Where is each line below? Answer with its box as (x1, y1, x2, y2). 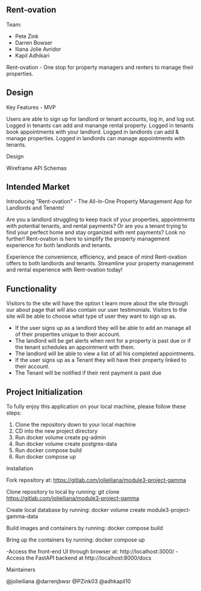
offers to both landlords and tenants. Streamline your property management (6, 260, 194, 267)
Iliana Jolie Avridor (14, 45, 61, 53)
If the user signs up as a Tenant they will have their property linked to (14, 357, 187, 364)
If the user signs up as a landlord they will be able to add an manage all (14, 325, 191, 332)
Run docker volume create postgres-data (14, 441, 117, 448)
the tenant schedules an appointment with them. (14, 344, 135, 351)
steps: (6, 409, 22, 416)
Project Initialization (6, 387, 83, 397)
